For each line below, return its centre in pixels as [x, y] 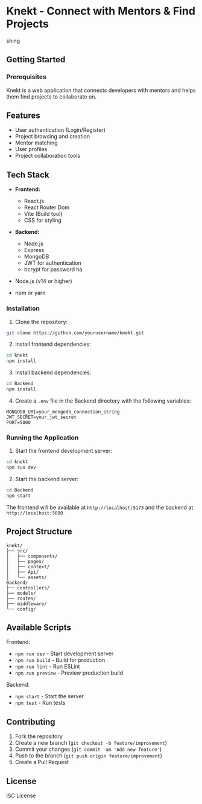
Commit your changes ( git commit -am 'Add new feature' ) [88, 749]
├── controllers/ [28, 588]
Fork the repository [39, 736]
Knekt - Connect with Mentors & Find [101, 11]
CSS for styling [43, 220]
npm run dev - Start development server [64, 653]
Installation [23, 308]
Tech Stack [28, 174]
